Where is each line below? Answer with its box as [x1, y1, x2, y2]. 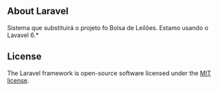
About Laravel [7, 5, 69, 17]
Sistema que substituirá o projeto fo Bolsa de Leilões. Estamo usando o [7, 23, 208, 31]
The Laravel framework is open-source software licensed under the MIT [7, 68, 212, 77]
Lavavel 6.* [7, 31, 39, 39]
